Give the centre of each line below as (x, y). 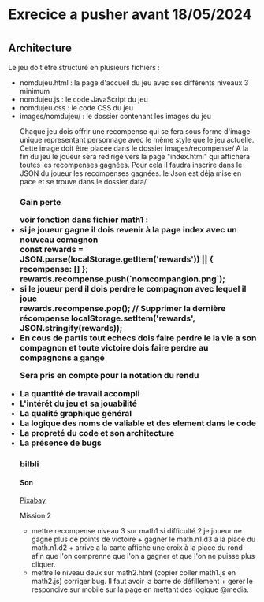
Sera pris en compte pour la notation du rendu (109, 376)
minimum (34, 91)
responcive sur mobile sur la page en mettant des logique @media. (140, 589)
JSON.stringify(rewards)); (71, 329)
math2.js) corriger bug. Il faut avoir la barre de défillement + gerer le (142, 581)
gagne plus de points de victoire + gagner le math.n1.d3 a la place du (143, 539)
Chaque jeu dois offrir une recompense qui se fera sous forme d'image (135, 131)
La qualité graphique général (76, 413)
